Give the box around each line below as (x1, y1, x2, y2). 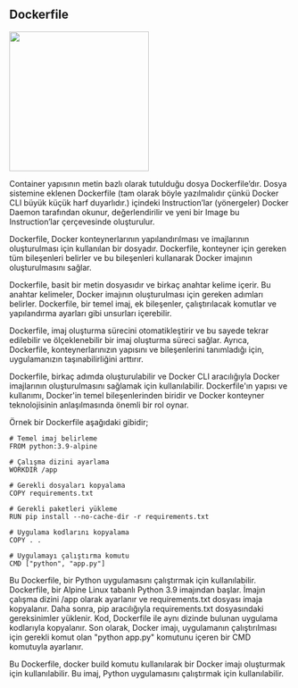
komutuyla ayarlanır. (9, 641, 84, 651)
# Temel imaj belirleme (9, 433, 98, 443)
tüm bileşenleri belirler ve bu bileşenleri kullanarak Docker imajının (9, 252, 252, 263)
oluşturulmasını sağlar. (9, 262, 92, 273)
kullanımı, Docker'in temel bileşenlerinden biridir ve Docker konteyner (9, 390, 265, 400)
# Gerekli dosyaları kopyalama (9, 481, 126, 490)
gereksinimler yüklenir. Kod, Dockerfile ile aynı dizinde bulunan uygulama (9, 612, 278, 624)
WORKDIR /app (9, 465, 58, 474)
